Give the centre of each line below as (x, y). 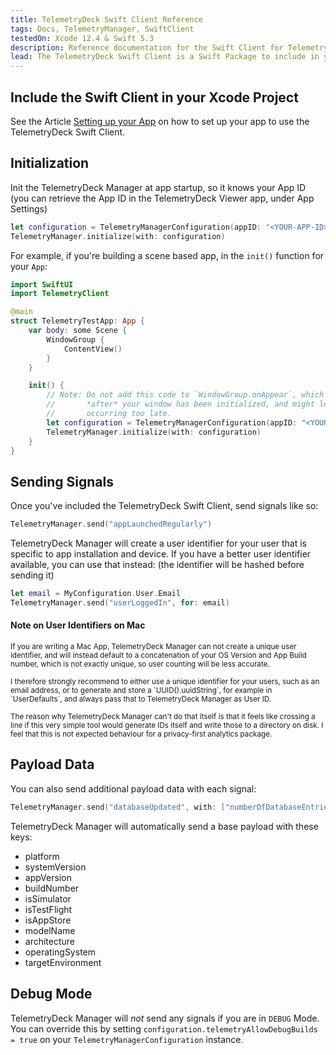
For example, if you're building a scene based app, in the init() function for (167, 255)
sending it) (32, 575)
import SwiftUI (42, 284)
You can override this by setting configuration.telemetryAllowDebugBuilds (164, 1028)
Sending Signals (62, 481)
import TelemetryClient (60, 294)
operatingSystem (60, 952)
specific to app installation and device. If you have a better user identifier (161, 554)
